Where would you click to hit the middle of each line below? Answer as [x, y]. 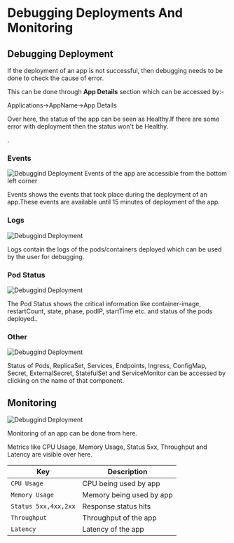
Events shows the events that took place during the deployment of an [108, 195]
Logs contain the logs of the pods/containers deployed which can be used [115, 249]
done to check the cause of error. [55, 78]
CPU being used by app [121, 484]
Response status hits [117, 506]
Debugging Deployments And [95, 13]
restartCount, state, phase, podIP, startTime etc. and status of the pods [110, 311]
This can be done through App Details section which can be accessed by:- [116, 92]
